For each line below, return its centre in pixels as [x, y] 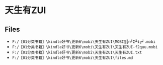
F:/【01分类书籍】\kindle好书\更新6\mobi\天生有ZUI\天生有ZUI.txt [77, 52]
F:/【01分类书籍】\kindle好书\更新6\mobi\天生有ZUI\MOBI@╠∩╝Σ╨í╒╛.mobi [84, 42]
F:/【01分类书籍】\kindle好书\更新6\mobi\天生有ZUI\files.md [72, 58]
